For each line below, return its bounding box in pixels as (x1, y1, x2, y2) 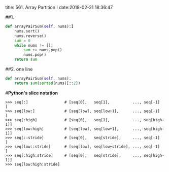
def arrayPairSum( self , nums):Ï (5, 24, 74, 29)
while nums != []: (14, 43, 53, 48)
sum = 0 (14, 38, 30, 43)
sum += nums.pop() (23, 48, 62, 53)
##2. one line (5, 66, 33, 72)
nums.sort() (14, 28, 40, 33)
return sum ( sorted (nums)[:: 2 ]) (14, 81, 81, 86)
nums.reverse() (14, 33, 47, 39)
